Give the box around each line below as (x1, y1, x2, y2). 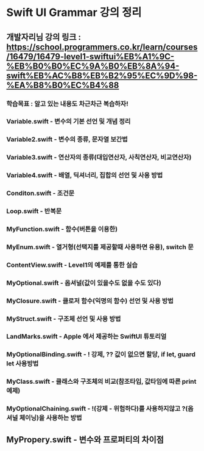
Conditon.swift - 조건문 (6, 189, 75, 197)
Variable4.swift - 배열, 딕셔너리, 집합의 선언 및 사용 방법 (6, 171, 163, 180)
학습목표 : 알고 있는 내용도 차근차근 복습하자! (6, 99, 129, 108)
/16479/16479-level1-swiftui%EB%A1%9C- (6, 51, 175, 62)
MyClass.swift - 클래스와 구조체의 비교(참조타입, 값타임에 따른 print (6, 377, 197, 386)
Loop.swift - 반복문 (6, 207, 62, 216)
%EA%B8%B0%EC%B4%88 (6, 80, 119, 90)
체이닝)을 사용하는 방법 (19, 414, 82, 422)
